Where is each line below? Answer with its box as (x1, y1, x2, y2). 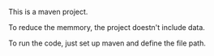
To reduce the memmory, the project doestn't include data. (8, 23, 205, 32)
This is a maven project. (8, 7, 88, 16)
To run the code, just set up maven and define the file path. (8, 38, 207, 48)
